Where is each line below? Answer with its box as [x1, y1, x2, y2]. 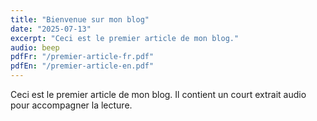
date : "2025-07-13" [10, 24, 92, 34]
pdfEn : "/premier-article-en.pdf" [10, 61, 155, 71]
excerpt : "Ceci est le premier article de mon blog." [10, 33, 240, 43]
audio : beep [10, 42, 60, 53]
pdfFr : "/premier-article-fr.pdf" [10, 52, 155, 62]
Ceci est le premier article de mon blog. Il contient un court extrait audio [10, 89, 307, 100]
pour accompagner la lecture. [10, 99, 133, 111]
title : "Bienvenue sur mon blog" [10, 14, 150, 25]
